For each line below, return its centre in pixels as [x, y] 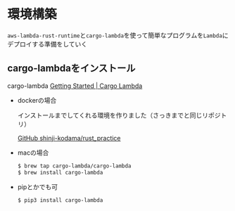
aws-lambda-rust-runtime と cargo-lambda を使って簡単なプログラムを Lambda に [118, 35]
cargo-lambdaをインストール [71, 69]
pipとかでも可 [38, 186]
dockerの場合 [37, 100]
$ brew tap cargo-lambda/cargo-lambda [74, 166]
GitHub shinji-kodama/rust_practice [69, 138]
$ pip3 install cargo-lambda [60, 200]
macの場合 [33, 153]
